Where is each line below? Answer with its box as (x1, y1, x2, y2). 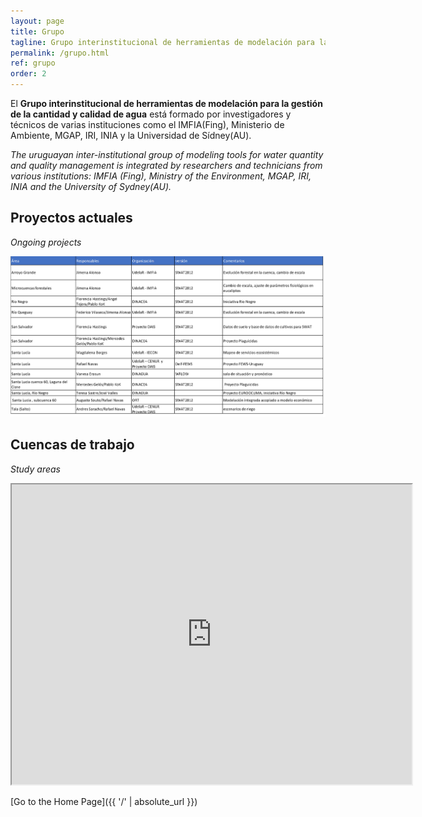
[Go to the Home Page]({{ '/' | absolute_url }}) (10, 795, 198, 807)
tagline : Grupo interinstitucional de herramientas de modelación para (10, 37, 315, 47)
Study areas (10, 463, 61, 475)
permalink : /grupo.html (10, 48, 110, 58)
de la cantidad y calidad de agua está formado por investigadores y (10, 108, 292, 120)
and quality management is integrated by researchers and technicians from (10, 160, 323, 171)
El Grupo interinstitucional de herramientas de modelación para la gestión (10, 98, 323, 109)
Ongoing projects (10, 236, 82, 248)
